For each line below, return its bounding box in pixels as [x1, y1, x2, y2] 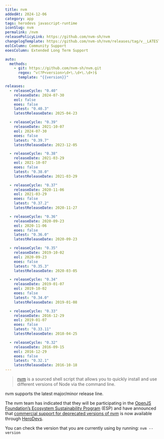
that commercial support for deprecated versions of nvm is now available [5, 411, 152, 416]
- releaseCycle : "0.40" [9, 88, 58, 93]
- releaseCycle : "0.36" [9, 214, 58, 219]
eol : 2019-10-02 [14, 286, 47, 291]
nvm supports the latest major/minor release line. [5, 391, 104, 397]
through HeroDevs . [5, 416, 43, 421]
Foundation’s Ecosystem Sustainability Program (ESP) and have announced [5, 405, 156, 411]
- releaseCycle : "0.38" [9, 151, 58, 156]
